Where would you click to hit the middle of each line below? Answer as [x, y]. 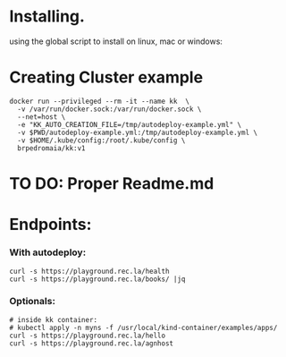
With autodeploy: [48, 252]
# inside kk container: [54, 319]
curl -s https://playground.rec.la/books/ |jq [97, 279]
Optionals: [33, 302]
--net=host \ [42, 117]
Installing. [47, 17]
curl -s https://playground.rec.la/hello [88, 336]
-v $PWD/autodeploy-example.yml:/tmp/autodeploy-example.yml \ [137, 132]
